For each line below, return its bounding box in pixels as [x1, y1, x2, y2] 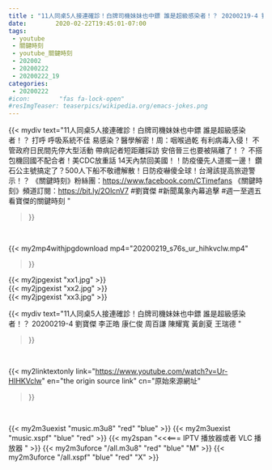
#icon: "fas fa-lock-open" [8, 95, 125, 103]
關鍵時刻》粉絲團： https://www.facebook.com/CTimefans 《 [38, 176, 242, 186]
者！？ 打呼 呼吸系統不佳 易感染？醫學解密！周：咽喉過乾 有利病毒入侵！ [8, 135, 251, 146]
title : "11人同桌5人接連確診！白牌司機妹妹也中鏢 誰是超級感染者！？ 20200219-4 [8, 11, 258, 20]
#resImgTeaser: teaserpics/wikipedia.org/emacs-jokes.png [8, 102, 208, 110]
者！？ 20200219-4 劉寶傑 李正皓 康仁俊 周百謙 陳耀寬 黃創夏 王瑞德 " [8, 319, 241, 328]
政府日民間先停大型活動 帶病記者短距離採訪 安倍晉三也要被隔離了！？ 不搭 [15, 146, 263, 155]
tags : [8, 27, 27, 35]
